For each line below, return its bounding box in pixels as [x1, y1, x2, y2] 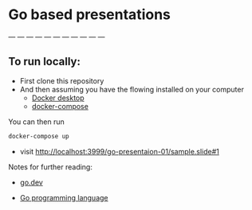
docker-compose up [8, 132, 69, 140]
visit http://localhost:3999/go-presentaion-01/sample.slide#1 [19, 146, 219, 156]
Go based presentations [8, 6, 171, 24]
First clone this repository [19, 76, 104, 85]
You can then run [8, 117, 65, 126]
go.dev [19, 177, 44, 187]
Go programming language [19, 192, 109, 202]
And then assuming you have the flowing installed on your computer [19, 84, 245, 94]
